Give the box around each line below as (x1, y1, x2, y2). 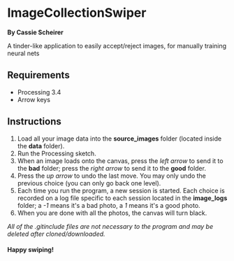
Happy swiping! (7, 246, 54, 254)
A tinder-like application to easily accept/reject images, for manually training (7, 41, 227, 50)
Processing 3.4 (17, 87, 61, 96)
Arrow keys (17, 95, 51, 104)
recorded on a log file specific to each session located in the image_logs (17, 194, 228, 202)
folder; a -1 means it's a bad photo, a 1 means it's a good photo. (17, 201, 200, 209)
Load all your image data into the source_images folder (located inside (17, 134, 222, 143)
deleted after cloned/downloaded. (7, 230, 106, 238)
